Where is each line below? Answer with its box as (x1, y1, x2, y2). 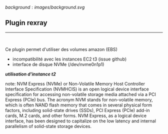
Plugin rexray (5, 18, 47, 27)
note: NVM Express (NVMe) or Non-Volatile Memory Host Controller (5, 80, 145, 86)
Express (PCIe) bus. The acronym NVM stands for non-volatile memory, (5, 96, 153, 102)
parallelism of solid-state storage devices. (5, 123, 91, 129)
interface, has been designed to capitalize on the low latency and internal (5, 117, 156, 124)
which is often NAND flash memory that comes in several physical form (5, 102, 152, 108)
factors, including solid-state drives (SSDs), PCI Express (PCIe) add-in (5, 107, 150, 113)
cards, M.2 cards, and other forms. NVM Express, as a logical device (5, 112, 146, 118)
